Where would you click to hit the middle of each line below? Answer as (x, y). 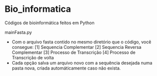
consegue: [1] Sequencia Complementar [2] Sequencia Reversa (77, 47)
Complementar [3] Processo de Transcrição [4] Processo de (74, 52)
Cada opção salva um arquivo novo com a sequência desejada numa (82, 63)
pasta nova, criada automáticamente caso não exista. (66, 68)
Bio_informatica (38, 9)
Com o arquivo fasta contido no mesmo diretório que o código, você (81, 42)
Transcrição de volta (33, 57)
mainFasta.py (18, 32)
